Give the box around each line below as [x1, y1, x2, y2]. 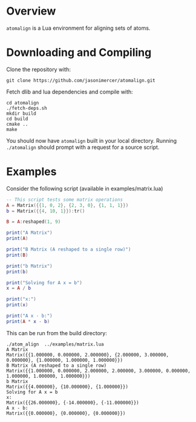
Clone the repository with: [6, 66, 71, 73]
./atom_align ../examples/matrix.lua [6, 341, 104, 347]
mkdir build [6, 111, 36, 117]
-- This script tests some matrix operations [6, 196, 123, 203]
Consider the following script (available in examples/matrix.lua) [6, 185, 163, 192]
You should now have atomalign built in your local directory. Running [6, 137, 177, 144]
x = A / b [6, 285, 31, 291]
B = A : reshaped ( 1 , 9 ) [6, 219, 61, 225]
